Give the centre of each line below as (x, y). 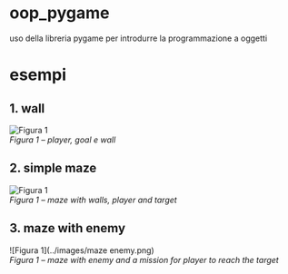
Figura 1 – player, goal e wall (63, 140)
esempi (38, 75)
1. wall (27, 108)
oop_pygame (60, 13)
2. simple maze (53, 168)
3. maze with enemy (67, 228)
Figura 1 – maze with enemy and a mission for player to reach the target (144, 259)
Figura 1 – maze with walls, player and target (93, 200)
